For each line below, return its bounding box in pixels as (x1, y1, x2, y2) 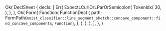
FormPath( (5, 15, 27, 20)
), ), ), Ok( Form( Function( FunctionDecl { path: (5, 9, 102, 15)
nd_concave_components (5, 21, 52, 26)
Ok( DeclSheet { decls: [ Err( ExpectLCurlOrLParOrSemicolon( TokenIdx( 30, (5, 4, 162, 10)
